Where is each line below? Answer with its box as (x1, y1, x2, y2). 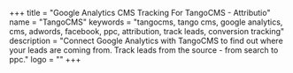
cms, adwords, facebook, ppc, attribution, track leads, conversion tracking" (9, 26, 285, 36)
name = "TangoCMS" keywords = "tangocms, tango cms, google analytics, (9, 17, 283, 27)
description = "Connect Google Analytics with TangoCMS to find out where (9, 35, 283, 46)
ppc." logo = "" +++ (9, 55, 81, 64)
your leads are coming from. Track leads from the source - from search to (9, 45, 279, 55)
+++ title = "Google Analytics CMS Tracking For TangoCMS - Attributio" (9, 8, 271, 18)
